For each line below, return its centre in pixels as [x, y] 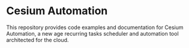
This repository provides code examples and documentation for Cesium [95, 27]
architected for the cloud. [37, 40]
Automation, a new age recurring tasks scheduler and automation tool [92, 33]
